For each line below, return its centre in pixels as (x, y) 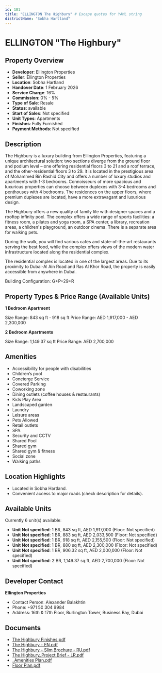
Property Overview (34, 60)
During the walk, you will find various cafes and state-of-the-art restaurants (81, 242)
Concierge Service (31, 379)
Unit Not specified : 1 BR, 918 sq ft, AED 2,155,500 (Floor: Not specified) (83, 540)
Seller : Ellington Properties (39, 77)
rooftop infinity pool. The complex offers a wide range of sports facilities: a (80, 217)
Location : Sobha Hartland (38, 83)
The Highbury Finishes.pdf (39, 639)
